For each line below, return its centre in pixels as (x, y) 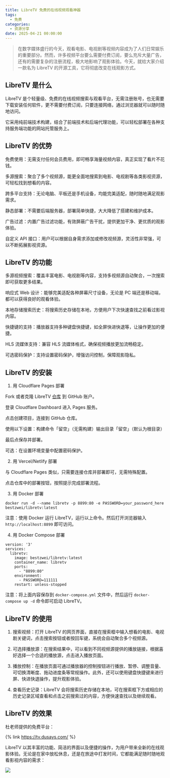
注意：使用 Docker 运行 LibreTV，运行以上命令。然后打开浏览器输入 (76, 518)
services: (16, 549)
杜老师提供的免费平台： (30, 727)
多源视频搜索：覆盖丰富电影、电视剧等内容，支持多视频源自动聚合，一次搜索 (85, 275)
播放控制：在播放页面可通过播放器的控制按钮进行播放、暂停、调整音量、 (88, 666)
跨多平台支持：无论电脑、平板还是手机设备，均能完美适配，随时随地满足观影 (85, 193)
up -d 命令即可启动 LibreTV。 (54, 601)
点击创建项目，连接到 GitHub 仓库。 (42, 418)
